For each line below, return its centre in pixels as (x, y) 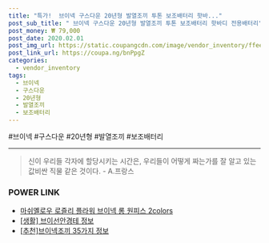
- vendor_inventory (48, 68)
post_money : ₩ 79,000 (44, 30)
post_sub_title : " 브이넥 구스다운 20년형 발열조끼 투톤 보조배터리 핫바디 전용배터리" (135, 23)
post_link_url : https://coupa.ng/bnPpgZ (77, 53)
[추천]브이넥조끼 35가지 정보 (64, 231)
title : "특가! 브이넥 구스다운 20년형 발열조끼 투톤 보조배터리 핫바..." (115, 16)
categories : (28, 61)
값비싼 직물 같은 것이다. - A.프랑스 (81, 171)
